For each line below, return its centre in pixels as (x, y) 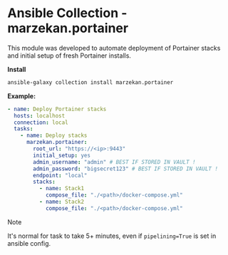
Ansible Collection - (67, 13)
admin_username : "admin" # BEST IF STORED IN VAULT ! (114, 162)
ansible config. (29, 243)
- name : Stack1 (61, 189)
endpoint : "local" (60, 175)
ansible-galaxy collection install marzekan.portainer (90, 82)
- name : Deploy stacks (54, 136)
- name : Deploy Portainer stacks (57, 109)
